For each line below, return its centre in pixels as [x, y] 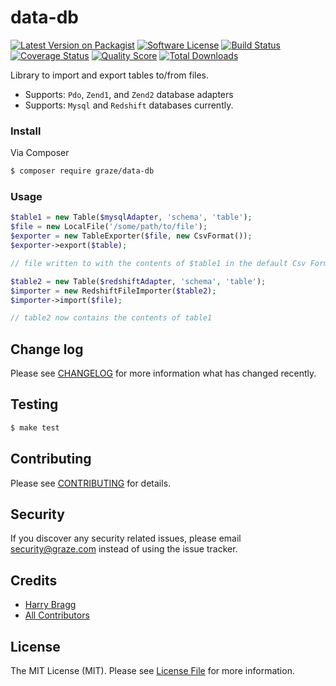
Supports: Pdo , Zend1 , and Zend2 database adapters [129, 94]
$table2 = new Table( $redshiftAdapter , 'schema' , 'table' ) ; [138, 281]
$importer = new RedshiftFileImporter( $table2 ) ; [113, 291]
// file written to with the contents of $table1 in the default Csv [158, 263]
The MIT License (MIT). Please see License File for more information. [152, 671]
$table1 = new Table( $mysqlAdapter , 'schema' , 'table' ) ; [131, 217]
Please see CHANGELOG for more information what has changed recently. [163, 373]
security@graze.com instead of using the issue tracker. [124, 549]
